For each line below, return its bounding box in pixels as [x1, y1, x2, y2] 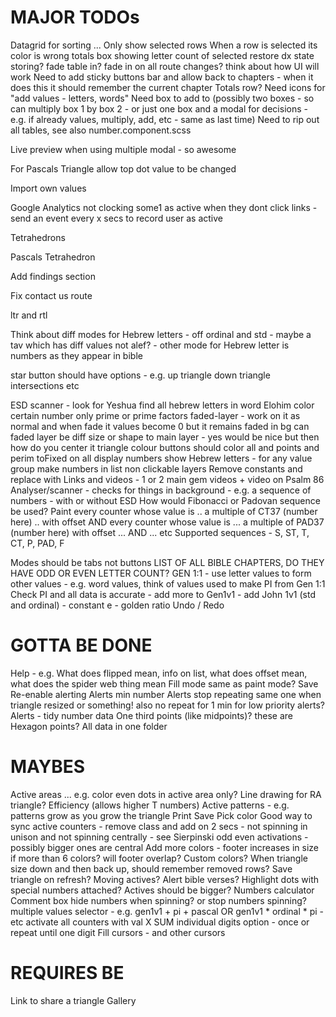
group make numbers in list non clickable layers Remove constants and [10, 462, 303, 475]
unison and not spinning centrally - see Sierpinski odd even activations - [10, 831, 309, 843]
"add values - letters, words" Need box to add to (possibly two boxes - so [10, 92, 315, 104]
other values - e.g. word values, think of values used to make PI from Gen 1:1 [10, 577, 326, 590]
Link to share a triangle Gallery [10, 994, 137, 1006]
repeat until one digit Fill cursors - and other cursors [10, 926, 226, 938]
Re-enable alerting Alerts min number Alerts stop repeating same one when [10, 688, 322, 700]
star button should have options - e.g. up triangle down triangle [10, 369, 271, 381]
